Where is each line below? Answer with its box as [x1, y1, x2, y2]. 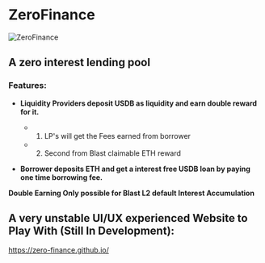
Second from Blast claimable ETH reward [44, 148, 182, 158]
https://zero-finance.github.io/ [8, 245, 109, 255]
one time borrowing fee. [19, 172, 103, 182]
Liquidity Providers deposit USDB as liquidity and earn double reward [19, 98, 257, 108]
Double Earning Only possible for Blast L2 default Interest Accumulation [8, 188, 254, 198]
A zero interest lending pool [8, 56, 151, 69]
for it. [19, 106, 40, 116]
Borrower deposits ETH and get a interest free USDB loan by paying [19, 164, 250, 173]
